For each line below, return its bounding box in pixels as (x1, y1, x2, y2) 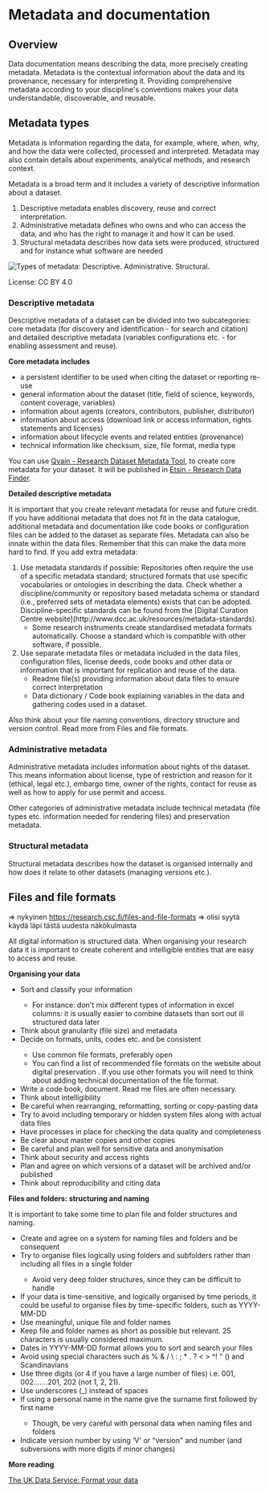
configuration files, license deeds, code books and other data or (19, 657, 233, 667)
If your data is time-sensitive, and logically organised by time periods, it (19, 1291, 257, 1301)
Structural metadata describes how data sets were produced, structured (19, 237, 259, 247)
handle (31, 1283, 55, 1293)
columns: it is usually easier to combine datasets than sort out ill (31, 1008, 245, 1018)
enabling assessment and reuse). (8, 341, 118, 351)
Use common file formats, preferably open (31, 1050, 173, 1059)
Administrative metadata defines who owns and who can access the (19, 220, 247, 230)
